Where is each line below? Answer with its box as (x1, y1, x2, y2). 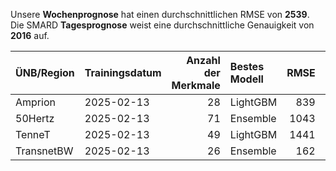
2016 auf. (10, 30, 50, 41)
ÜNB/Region (15, 66, 75, 79)
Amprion (15, 95, 56, 109)
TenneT (15, 128, 51, 141)
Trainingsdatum (84, 66, 162, 79)
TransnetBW (15, 144, 74, 158)
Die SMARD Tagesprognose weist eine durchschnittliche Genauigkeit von (10, 19, 315, 31)
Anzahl (186, 54, 221, 67)
